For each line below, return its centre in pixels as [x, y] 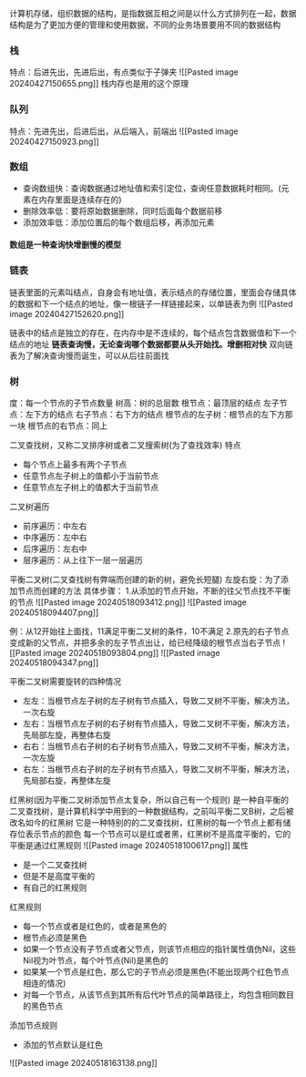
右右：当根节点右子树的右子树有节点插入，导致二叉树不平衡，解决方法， [158, 746]
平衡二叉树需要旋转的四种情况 [65, 682]
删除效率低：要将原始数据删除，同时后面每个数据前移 [122, 210]
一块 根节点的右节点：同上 [58, 426]
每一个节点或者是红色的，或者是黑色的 [94, 927]
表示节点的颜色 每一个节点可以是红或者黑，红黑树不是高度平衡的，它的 [158, 834]
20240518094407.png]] [54, 612]
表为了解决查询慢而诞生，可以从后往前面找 [89, 355]
